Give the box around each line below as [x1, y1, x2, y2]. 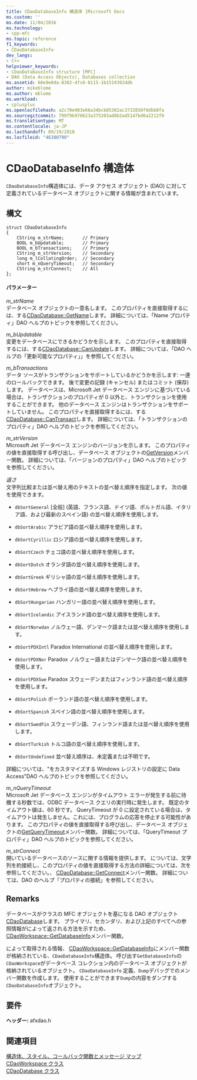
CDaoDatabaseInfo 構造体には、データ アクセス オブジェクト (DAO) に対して [6, 182, 187, 189]
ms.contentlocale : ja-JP [6, 124, 67, 129]
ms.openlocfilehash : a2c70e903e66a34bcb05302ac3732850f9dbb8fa [6, 107, 165, 113]
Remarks [6, 894, 40, 904]
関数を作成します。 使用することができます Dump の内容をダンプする [16, 974, 178, 981]
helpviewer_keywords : [6, 63, 59, 69]
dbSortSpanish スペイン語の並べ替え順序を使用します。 [14, 707, 148, 715]
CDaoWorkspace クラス [6, 1060, 64, 1067]
